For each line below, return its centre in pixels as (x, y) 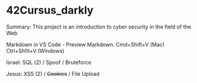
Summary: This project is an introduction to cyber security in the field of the (99, 27)
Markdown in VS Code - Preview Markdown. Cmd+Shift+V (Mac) (85, 44)
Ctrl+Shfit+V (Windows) (35, 50)
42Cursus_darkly (50, 10)
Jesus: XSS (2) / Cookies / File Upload (53, 74)
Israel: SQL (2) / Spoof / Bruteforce (49, 62)
